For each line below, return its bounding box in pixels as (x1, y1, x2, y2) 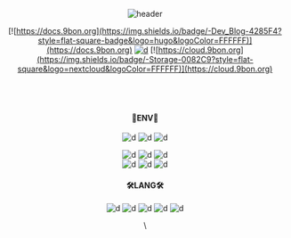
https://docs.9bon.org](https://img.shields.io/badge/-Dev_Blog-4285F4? (16, 26, 282, 36)
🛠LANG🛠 (125, 179, 165, 191)
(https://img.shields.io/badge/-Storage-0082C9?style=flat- (36, 54, 254, 64)
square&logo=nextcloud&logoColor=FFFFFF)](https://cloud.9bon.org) (17, 63, 273, 74)
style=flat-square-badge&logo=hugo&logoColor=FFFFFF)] (37, 36, 253, 45)
